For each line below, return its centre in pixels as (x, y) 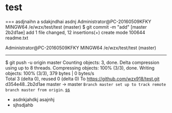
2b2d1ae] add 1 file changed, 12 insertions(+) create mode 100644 (75, 32)
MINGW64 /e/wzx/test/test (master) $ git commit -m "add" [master (76, 27)
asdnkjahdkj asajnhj (34, 99)
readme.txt (17, 38)
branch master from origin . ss (38, 89)
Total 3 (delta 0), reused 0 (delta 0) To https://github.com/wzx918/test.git (82, 79)
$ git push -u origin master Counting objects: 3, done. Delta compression (82, 62)
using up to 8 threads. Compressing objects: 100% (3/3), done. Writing (80, 67)
